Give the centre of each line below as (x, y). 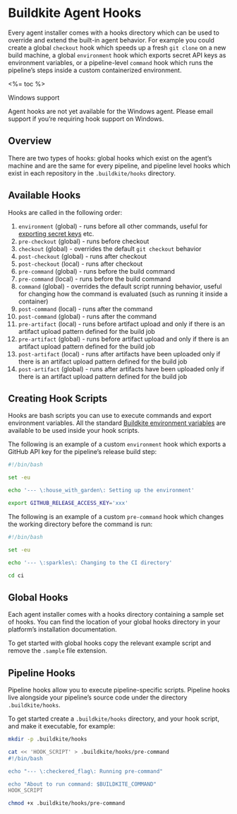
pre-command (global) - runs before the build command (97, 271)
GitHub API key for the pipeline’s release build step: (83, 452)
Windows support (34, 98)
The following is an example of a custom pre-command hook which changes (116, 516)
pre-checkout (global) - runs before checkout (84, 241)
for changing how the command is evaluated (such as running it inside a (123, 293)
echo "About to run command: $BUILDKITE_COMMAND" (83, 784)
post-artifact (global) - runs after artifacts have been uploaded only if (121, 368)
